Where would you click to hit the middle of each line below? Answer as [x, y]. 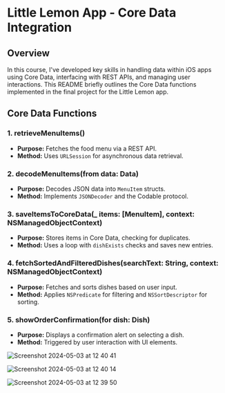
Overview [29, 53]
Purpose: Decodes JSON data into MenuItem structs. [91, 189]
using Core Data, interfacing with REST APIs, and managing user [99, 77]
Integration [40, 27]
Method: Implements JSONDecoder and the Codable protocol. [102, 196]
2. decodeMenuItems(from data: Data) [73, 173]
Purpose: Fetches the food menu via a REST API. [87, 148]
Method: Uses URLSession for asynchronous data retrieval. [100, 156]
